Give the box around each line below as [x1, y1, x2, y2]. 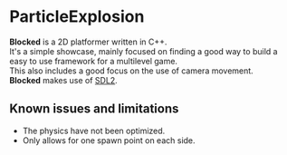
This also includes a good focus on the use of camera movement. [9, 65, 254, 76]
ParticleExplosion [9, 6, 145, 27]
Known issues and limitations [9, 102, 179, 117]
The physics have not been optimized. [22, 125, 166, 136]
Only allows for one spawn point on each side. [22, 134, 196, 146]
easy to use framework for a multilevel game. [9, 55, 178, 66]
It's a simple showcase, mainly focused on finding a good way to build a [9, 45, 278, 56]
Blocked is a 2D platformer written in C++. [9, 36, 167, 47]
